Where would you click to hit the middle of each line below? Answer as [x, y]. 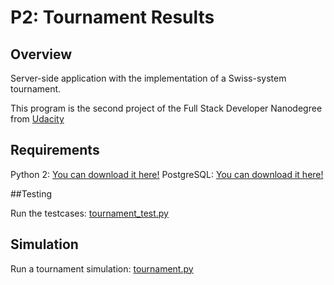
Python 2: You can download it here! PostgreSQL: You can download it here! [167, 174]
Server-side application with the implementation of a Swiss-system [148, 78]
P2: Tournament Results [112, 17]
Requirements [55, 150]
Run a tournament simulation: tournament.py [102, 268]
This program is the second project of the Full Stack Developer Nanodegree [166, 108]
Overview [41, 54]
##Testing [31, 193]
